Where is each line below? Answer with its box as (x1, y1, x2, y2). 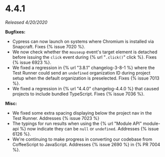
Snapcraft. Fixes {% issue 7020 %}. (12, 43, 86, 49)
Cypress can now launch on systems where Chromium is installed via (12, 38, 154, 44)
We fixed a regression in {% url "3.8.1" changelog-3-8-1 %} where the (12, 65, 155, 71)
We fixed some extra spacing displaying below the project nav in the (12, 110, 152, 116)
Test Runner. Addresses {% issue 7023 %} (12, 115, 100, 121)
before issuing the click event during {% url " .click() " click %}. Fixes (12, 54, 157, 60)
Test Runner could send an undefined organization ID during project (12, 70, 151, 76)
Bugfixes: (5, 29, 26, 35)
